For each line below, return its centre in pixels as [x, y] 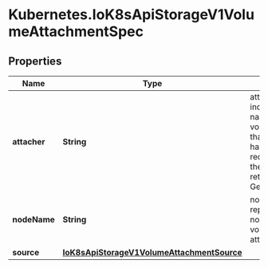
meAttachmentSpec [76, 32]
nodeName [34, 219]
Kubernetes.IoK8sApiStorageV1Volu [132, 15]
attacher [29, 142]
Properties [35, 61]
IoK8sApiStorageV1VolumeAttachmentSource [152, 252]
